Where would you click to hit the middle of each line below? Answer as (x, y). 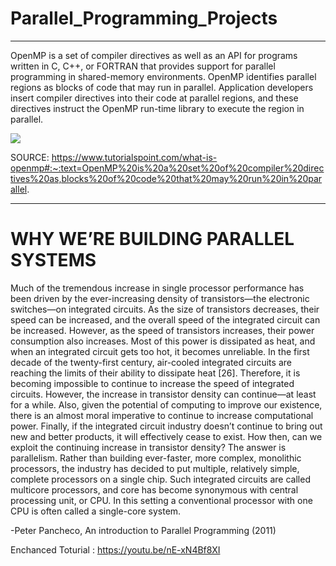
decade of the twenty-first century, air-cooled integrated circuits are (151, 362)
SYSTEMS (53, 260)
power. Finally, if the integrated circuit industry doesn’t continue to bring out (166, 426)
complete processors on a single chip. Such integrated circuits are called (160, 479)
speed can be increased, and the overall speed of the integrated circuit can (165, 319)
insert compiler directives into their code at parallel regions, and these (154, 98)
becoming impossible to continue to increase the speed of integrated (152, 383)
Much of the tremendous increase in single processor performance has (157, 288)
